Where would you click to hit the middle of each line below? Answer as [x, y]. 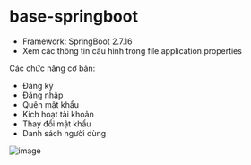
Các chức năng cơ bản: [52, 68]
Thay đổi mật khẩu [56, 124]
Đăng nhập [43, 95]
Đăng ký [38, 85]
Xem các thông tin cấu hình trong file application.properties [132, 50]
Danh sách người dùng [64, 133]
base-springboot [74, 17]
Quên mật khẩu [50, 104]
